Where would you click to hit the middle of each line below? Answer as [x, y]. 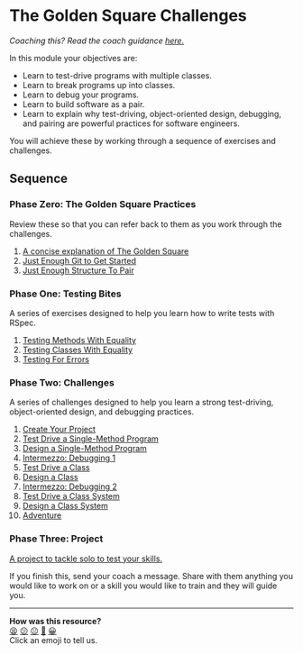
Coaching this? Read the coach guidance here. [97, 41]
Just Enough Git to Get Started [79, 260]
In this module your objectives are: [73, 58]
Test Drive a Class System [71, 496]
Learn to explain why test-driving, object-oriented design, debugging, [152, 114]
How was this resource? [55, 621]
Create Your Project [59, 430]
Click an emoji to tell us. [54, 640]
